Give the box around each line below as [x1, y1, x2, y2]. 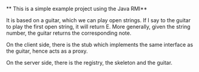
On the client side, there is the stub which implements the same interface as [6, 41, 193, 48]
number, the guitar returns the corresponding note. [6, 29, 131, 37]
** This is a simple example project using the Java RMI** [6, 5, 148, 12]
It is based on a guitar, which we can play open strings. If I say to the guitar [6, 17, 191, 23]
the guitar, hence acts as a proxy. [6, 47, 88, 55]
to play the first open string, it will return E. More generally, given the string [6, 23, 191, 30]
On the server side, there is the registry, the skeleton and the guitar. [6, 59, 173, 66]
